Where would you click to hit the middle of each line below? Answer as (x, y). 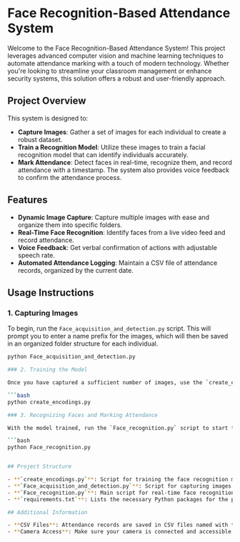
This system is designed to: (48, 118)
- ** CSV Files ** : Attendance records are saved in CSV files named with (118, 525)
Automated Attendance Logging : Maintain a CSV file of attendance (117, 263)
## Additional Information (47, 512)
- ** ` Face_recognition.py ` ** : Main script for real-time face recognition (121, 493)
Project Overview (47, 101)
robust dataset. (40, 139)
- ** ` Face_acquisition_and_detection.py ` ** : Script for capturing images (120, 486)
